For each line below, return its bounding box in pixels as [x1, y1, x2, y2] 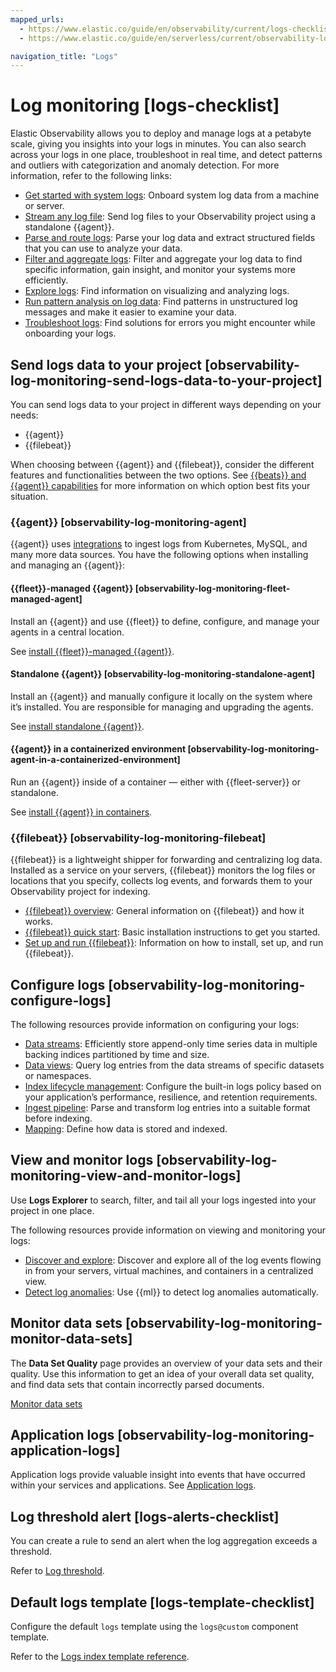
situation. [10, 491, 49, 502]
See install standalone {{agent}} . [10, 720, 145, 732]
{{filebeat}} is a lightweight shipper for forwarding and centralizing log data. [10, 854, 323, 866]
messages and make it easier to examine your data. [24, 306, 237, 318]
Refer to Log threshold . [10, 1565, 105, 1577]
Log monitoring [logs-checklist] [10, 94, 280, 117]
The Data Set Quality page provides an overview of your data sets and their [10, 1357, 323, 1369]
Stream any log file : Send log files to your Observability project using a [24, 211, 317, 223]
